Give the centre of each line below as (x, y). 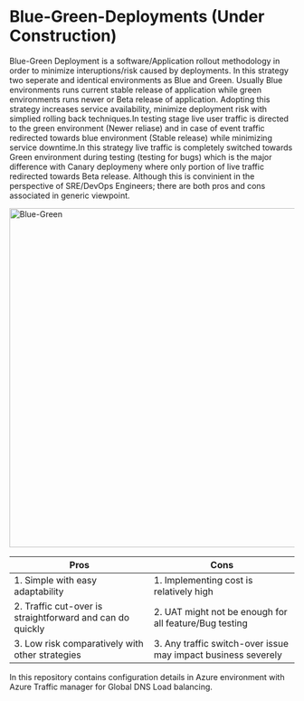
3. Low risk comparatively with (79, 643)
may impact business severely (218, 655)
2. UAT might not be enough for (220, 611)
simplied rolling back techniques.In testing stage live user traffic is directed (149, 118)
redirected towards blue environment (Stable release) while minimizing (141, 137)
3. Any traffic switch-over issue (221, 643)
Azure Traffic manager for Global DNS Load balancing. (111, 687)
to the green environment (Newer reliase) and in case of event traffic (137, 128)
